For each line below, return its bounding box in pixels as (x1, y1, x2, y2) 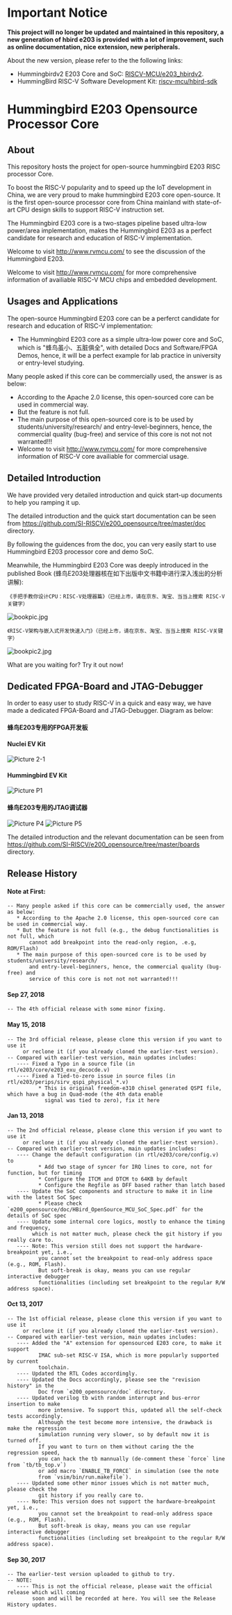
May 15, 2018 (7, 1020, 47, 1028)
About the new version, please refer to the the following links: (7, 56, 183, 64)
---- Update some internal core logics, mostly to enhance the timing (16, 1218, 226, 1225)
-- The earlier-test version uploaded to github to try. (7, 1571, 176, 1578)
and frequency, (7, 1224, 51, 1231)
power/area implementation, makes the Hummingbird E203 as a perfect (7, 226, 212, 235)
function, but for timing (7, 1169, 82, 1176)
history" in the (7, 1382, 54, 1389)
